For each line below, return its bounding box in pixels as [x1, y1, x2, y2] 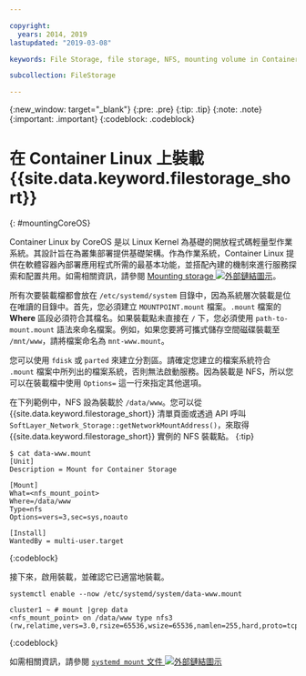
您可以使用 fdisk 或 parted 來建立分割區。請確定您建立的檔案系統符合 [9, 355, 271, 366]
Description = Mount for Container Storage [9, 465, 178, 474]
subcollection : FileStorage [9, 71, 117, 80]
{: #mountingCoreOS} [9, 217, 91, 228]
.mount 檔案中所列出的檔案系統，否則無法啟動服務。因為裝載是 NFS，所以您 [9, 366, 294, 378]
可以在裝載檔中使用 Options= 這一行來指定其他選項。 [9, 378, 207, 388]
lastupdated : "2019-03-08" [9, 38, 112, 47]
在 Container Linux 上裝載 [9, 148, 205, 169]
